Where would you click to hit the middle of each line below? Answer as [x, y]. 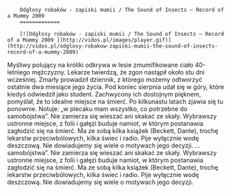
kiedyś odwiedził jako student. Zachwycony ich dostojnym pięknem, [104, 94]
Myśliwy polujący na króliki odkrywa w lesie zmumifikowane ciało [100, 65]
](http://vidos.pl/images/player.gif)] [114, 40]
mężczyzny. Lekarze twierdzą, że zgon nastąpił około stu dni [118, 72]
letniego [19, 72]
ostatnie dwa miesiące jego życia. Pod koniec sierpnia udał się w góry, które [116, 87]
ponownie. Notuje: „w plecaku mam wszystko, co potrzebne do [98, 109]
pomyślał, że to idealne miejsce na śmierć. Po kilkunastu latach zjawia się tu [115, 101]
